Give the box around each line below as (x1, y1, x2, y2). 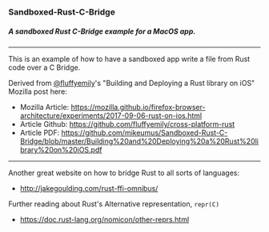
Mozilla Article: (19, 102, 70, 112)
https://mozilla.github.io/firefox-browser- (70, 102, 206, 112)
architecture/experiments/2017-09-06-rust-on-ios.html (19, 111, 203, 120)
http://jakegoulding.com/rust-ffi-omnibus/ (19, 183, 159, 193)
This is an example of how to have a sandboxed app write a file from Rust (8, 54, 251, 63)
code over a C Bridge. (8, 63, 81, 72)
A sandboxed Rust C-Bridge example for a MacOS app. (8, 26, 196, 36)
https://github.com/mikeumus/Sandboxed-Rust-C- (61, 128, 228, 137)
